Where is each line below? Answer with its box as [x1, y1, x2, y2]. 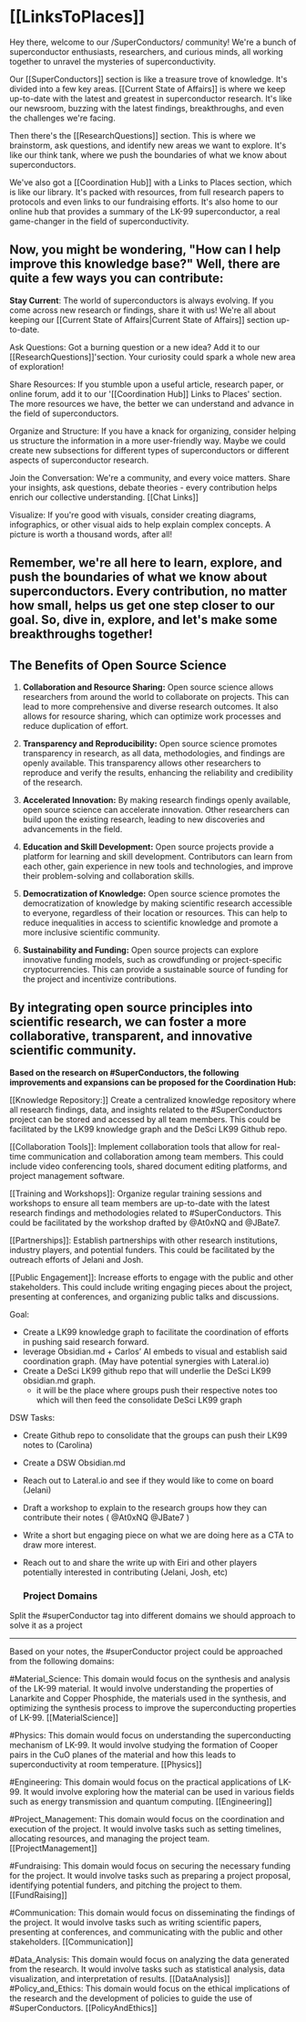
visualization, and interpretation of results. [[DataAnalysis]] [9, 1974, 230, 1985]
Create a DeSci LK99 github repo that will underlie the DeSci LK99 [22, 1365, 271, 1376]
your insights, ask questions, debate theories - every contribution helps [9, 482, 278, 493]
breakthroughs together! [9, 627, 153, 642]
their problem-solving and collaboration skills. [22, 870, 195, 881]
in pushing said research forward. [22, 1336, 149, 1347]
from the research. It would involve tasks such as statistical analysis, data [9, 1964, 285, 1975]
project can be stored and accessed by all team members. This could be [9, 1113, 280, 1124]
